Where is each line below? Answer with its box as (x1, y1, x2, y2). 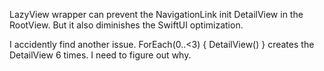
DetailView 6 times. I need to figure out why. (9, 49, 192, 61)
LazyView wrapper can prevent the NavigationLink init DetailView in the (9, 9, 304, 20)
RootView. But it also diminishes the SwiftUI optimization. (9, 19, 244, 31)
